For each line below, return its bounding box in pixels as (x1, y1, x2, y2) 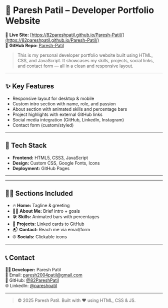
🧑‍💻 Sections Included (5, 189, 73, 198)
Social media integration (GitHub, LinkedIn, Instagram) (12, 116, 124, 122)
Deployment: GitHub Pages (12, 165, 70, 171)
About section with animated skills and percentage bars (12, 106, 127, 112)
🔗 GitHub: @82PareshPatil (5, 277, 59, 283)
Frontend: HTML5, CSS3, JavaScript (12, 155, 88, 161)
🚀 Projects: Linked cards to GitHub (12, 221, 84, 227)
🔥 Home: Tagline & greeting (12, 203, 70, 209)
